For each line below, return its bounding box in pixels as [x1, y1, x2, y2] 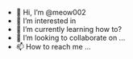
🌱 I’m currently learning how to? [15, 25, 123, 33]
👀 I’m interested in [15, 16, 77, 26]
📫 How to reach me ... [15, 42, 91, 51]
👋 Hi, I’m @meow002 [15, 8, 86, 17]
